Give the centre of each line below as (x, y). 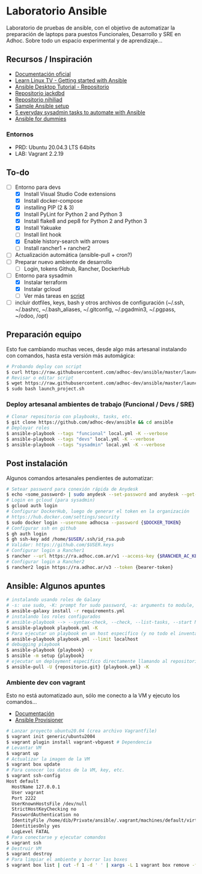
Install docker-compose (53, 200)
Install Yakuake (42, 228)
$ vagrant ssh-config (33, 776)
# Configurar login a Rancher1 (45, 551)
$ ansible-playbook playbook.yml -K (52, 628)
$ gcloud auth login (32, 506)
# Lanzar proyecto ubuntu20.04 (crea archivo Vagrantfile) (82, 731)
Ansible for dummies (41, 118)
